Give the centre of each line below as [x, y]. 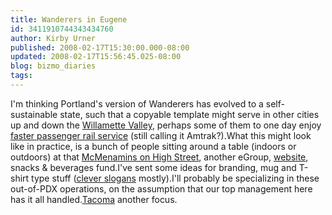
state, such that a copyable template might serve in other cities [189, 114]
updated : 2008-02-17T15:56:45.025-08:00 [96, 57]
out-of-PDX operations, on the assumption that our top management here [161, 188]
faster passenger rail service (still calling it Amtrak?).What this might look [161, 135]
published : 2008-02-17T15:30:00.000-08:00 [100, 47]
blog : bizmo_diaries [53, 66]
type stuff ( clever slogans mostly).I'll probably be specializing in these [175, 178]
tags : [21, 76]
